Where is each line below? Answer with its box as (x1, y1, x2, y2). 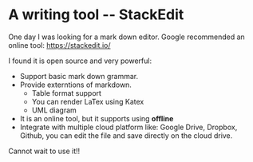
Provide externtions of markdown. (19, 80, 132, 89)
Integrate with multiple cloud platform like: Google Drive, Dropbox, (19, 122, 238, 132)
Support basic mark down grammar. (19, 71, 139, 81)
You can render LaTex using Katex (31, 97, 144, 106)
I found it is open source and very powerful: (8, 56, 152, 65)
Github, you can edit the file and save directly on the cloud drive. (19, 130, 233, 140)
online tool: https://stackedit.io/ (8, 40, 111, 49)
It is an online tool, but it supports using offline (19, 113, 174, 123)
